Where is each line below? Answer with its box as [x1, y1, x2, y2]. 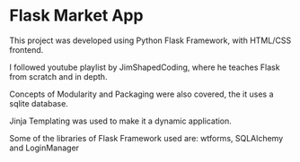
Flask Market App [9, 5, 144, 26]
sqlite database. [9, 98, 69, 108]
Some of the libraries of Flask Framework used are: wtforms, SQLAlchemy [9, 132, 284, 143]
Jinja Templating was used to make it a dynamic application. [9, 115, 232, 126]
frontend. [9, 44, 44, 55]
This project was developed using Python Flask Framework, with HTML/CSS [9, 35, 292, 46]
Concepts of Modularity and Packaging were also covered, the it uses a [9, 89, 274, 99]
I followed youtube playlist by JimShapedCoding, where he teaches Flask [9, 62, 280, 72]
